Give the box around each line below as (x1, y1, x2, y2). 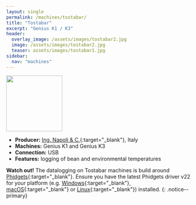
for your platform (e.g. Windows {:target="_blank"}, (6, 179, 131, 187)
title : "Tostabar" (6, 20, 52, 26)
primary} (6, 192, 28, 199)
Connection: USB (14, 148, 59, 156)
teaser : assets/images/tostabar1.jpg (11, 48, 106, 54)
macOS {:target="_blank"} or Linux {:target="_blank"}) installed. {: (6, 185, 166, 192)
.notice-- (167, 185, 189, 192)
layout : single (6, 8, 44, 15)
